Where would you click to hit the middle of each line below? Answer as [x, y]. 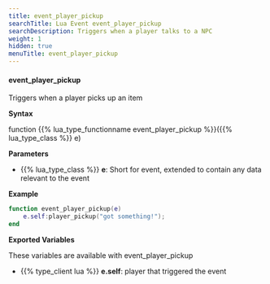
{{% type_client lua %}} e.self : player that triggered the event [123, 271]
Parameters [28, 154]
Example [24, 194]
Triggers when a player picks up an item [76, 98]
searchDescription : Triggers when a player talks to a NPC [111, 31]
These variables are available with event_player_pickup [101, 255]
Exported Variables [41, 239]
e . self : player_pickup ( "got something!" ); [94, 216]
